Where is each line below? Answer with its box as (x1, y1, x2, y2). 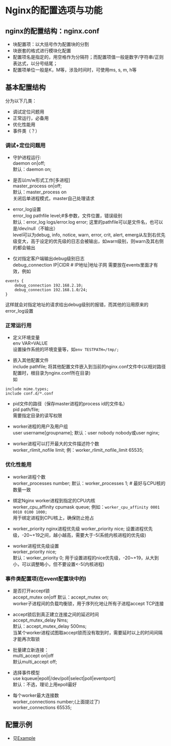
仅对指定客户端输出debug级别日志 (12, 255, 85, 261)
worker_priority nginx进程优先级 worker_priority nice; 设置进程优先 (12, 525, 153, 532)
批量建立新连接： (12, 647, 49, 653)
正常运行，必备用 (12, 115, 49, 121)
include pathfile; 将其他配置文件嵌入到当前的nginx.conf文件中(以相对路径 (12, 364, 166, 370)
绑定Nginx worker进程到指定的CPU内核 (12, 497, 95, 503)
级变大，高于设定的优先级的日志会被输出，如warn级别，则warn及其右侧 (12, 238, 164, 245)
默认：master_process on (12, 189, 67, 195)
